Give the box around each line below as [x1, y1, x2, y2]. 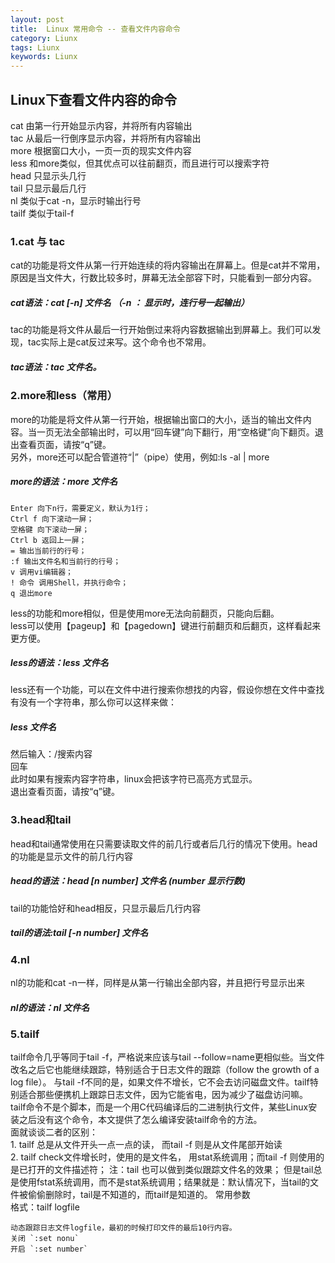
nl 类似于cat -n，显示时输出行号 [10, 194, 142, 206]
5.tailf [10, 1027, 40, 1041]
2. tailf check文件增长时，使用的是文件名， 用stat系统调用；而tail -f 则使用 [10, 1151, 317, 1163]
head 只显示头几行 [10, 169, 87, 181]
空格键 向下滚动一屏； [10, 524, 90, 535]
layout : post [10, 14, 65, 25]
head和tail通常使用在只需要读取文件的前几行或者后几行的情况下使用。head [10, 837, 318, 850]
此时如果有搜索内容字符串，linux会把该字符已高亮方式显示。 [10, 773, 258, 785]
